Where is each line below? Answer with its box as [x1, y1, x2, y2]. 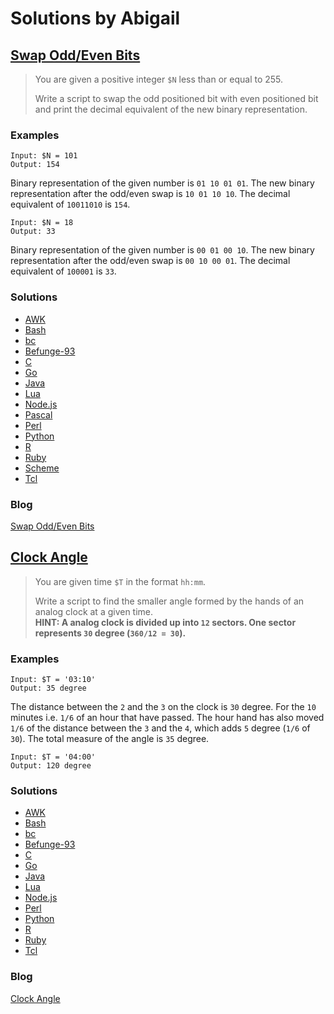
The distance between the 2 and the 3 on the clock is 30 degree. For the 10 [10, 701, 317, 712]
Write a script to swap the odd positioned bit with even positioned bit [34, 93, 319, 104]
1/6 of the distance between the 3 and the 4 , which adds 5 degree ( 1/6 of [10, 722, 311, 734]
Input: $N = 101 [10, 151, 78, 161]
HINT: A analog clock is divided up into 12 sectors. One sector [34, 616, 297, 628]
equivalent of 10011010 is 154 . [10, 198, 131, 211]
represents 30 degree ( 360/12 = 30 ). [34, 627, 187, 639]
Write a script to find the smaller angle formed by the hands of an [34, 595, 305, 607]
